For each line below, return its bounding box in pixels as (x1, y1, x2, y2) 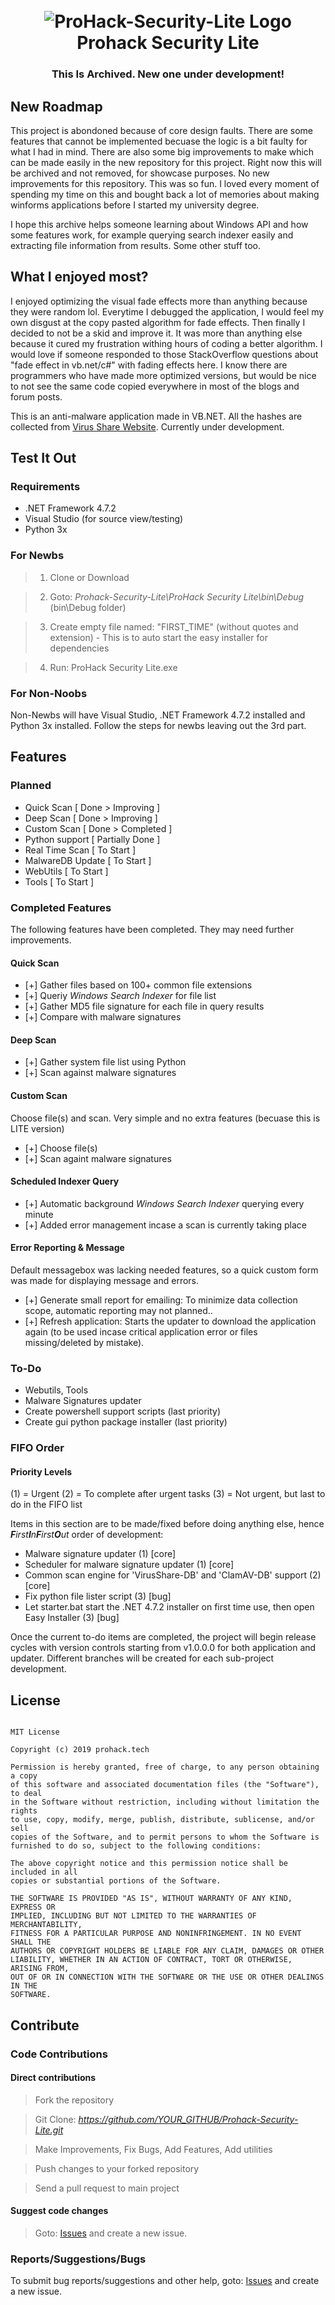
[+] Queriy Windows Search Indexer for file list (24, 990, 217, 1002)
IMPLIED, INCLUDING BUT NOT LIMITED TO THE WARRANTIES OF (10, 1911, 257, 1921)
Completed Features (10, 900, 112, 914)
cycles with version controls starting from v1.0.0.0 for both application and (10, 1642, 317, 1654)
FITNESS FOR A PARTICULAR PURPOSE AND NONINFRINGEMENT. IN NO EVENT (10, 1929, 302, 1939)
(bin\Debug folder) (49, 601, 127, 613)
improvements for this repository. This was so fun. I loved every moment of (10, 177, 320, 189)
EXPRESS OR (10, 1902, 56, 1913)
